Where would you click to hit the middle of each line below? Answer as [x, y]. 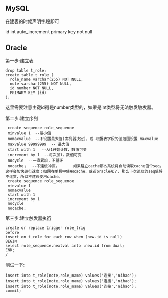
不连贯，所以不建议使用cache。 [34, 177]
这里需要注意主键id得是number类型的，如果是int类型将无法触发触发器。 [81, 107]
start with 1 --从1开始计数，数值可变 [47, 150]
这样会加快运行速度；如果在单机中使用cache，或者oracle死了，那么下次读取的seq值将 [84, 171]
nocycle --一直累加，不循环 [35, 161]
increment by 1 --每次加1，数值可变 [44, 155]
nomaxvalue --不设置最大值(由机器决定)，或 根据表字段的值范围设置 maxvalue [83, 139]
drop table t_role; [26, 70]
